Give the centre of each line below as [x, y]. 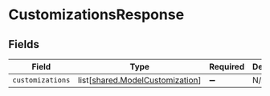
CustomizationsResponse [96, 15]
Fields [24, 44]
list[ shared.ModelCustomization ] [139, 80]
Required [227, 67]
